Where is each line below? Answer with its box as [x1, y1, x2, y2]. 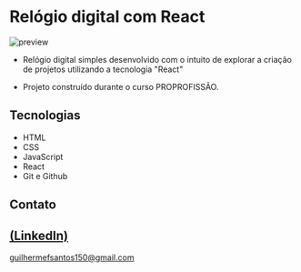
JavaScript [22, 151, 64, 162]
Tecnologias [9, 107, 81, 124]
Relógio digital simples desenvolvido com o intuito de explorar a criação [22, 54, 293, 65]
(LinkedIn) [9, 227, 68, 243]
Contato [9, 197, 56, 213]
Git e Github [22, 170, 68, 181]
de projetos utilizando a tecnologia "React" [22, 64, 184, 75]
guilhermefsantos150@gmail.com [9, 252, 135, 263]
